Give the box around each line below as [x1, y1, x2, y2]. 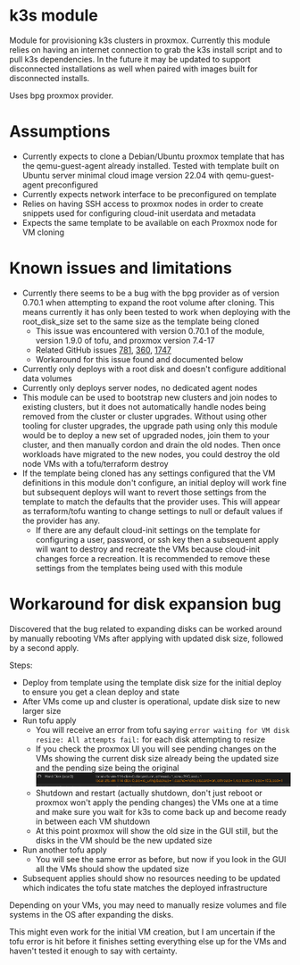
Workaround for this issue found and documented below [35, 354, 244, 364]
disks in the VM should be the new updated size [35, 835, 212, 845]
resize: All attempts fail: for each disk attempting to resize [35, 734, 266, 745]
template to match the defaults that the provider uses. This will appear [21, 496, 281, 507]
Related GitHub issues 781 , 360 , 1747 [35, 345, 172, 355]
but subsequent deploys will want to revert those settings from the [21, 487, 267, 497]
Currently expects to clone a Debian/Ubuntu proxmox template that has [21, 151, 285, 162]
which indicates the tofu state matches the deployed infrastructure [21, 882, 268, 893]
